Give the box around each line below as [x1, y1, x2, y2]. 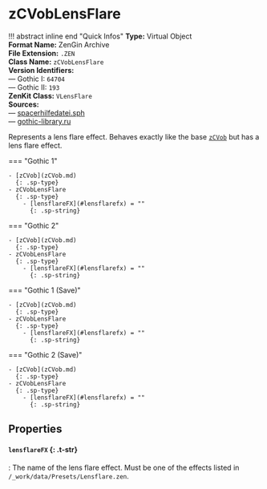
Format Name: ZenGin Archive [8, 39, 110, 49]
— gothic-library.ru [8, 116, 71, 126]
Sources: [8, 99, 39, 109]
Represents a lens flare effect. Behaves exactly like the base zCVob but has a [8, 131, 260, 141]
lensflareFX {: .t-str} [8, 444, 78, 454]
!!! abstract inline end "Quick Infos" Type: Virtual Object [8, 31, 192, 41]
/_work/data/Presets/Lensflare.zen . [8, 471, 130, 481]
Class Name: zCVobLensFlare [8, 57, 104, 67]
